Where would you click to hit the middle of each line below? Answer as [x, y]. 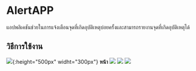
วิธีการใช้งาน [25, 47]
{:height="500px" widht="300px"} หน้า [60, 61]
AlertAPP [30, 11]
